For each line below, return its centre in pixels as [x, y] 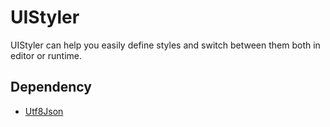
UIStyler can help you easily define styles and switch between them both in [165, 45]
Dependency [51, 87]
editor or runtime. [46, 55]
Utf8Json [44, 111]
